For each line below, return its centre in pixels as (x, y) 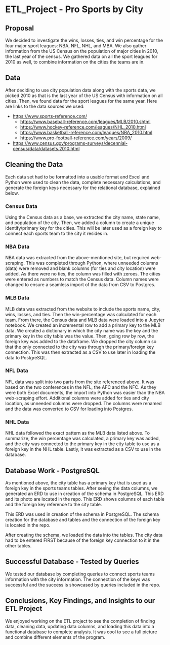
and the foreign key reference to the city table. (54, 504)
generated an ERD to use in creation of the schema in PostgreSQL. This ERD (84, 494)
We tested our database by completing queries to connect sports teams (80, 574)
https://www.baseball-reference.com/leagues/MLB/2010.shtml (85, 121)
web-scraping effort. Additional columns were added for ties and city (77, 398)
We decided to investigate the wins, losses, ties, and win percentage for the (84, 40)
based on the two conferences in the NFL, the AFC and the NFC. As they (81, 387)
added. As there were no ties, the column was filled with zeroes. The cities (83, 274)
